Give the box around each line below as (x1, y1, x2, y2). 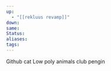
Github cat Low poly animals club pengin (6, 57, 105, 65)
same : (6, 25, 19, 31)
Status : (6, 31, 25, 37)
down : (6, 20, 19, 25)
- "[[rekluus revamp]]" (11, 14, 70, 20)
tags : (6, 42, 19, 48)
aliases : (6, 36, 28, 42)
